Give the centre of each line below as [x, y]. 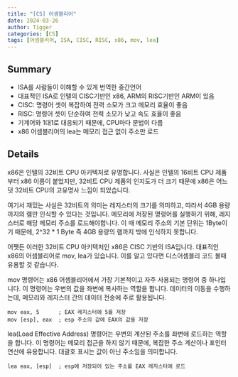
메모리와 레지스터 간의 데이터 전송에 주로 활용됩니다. [94, 297]
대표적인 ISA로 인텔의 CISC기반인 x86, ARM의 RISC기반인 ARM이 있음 [116, 96]
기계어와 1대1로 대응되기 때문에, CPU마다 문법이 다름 [90, 122]
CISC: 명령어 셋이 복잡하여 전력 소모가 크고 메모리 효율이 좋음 [103, 104]
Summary [29, 69]
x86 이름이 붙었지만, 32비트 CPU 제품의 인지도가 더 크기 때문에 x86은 [118, 181]
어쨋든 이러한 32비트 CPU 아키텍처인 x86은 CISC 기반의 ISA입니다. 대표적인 [113, 246]
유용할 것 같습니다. [33, 264]
